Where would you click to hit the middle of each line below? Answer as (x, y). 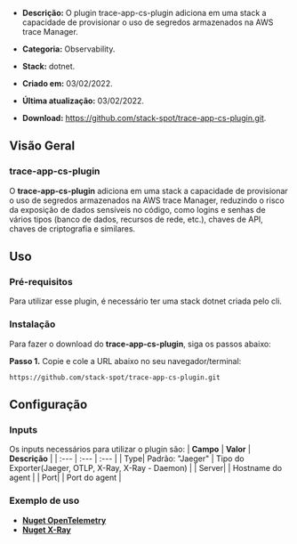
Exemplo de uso (44, 500)
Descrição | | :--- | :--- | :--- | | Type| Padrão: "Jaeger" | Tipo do (127, 459)
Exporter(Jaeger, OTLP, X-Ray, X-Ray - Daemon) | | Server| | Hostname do (146, 468)
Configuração (48, 405)
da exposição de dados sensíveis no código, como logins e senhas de (137, 209)
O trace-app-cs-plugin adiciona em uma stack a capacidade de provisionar (149, 191)
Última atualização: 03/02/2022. (83, 101)
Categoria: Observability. (68, 49)
